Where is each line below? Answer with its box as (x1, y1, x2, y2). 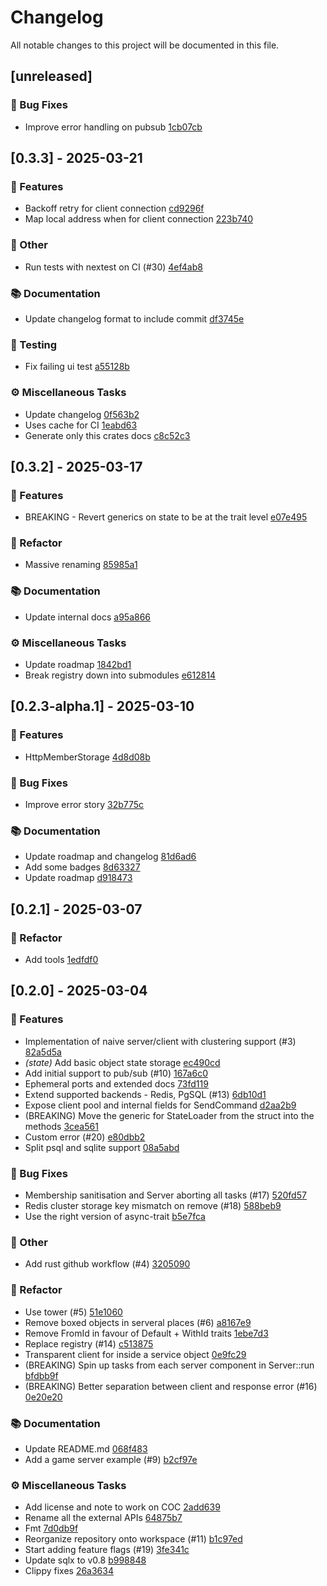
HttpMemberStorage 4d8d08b (24, 751, 151, 763)
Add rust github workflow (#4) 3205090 (24, 1258, 191, 1270)
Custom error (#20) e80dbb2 (24, 1131, 146, 1143)
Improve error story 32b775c (24, 799, 145, 811)
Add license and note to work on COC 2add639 (24, 1501, 221, 1513)
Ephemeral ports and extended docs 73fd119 (24, 1077, 209, 1090)
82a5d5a (24, 1046, 62, 1058)
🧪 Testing (10, 337, 58, 351)
